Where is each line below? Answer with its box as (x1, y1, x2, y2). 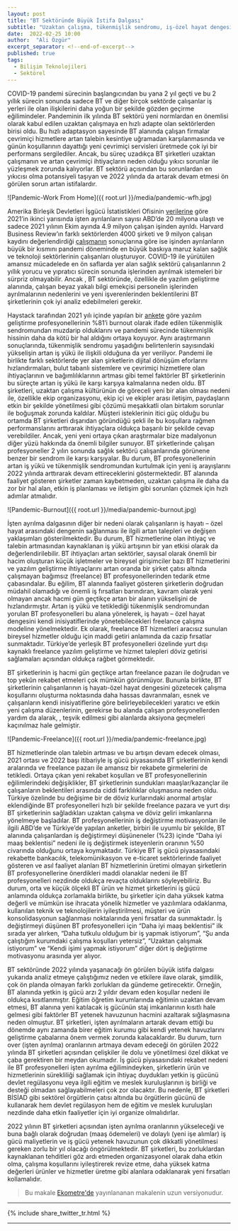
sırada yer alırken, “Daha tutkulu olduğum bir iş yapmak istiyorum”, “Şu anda (7, 929, 229, 937)
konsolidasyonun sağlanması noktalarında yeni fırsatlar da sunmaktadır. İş (7, 914, 222, 922)
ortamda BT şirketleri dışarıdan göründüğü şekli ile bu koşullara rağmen (7, 416, 216, 425)
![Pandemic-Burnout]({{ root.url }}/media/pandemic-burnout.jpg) (7, 505, 197, 514)
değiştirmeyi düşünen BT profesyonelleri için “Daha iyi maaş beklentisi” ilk (7, 921, 223, 930)
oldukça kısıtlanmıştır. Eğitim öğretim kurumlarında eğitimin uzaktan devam (7, 995, 225, 1004)
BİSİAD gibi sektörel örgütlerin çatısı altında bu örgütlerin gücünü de (7, 1093, 205, 1101)
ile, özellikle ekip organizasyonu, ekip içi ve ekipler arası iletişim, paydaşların (7, 394, 230, 402)
